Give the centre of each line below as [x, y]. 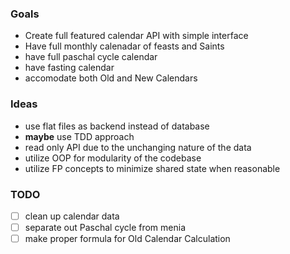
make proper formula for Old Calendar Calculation [127, 239]
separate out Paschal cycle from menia [105, 227]
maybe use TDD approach [79, 136]
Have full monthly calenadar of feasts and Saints [124, 46]
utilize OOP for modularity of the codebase [113, 158]
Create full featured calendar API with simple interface [136, 36]
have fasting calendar [69, 68]
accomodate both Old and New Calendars [111, 78]
